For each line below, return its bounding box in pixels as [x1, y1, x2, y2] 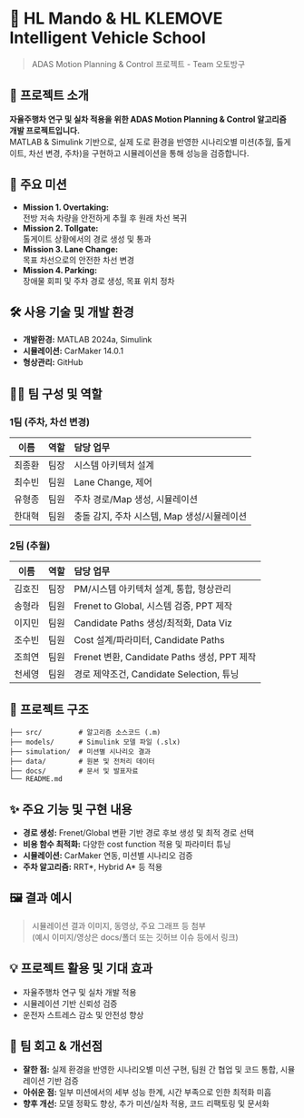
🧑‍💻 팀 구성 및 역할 [9, 386, 103, 401]
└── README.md [9, 775, 64, 784]
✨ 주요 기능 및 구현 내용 [9, 801, 133, 816]
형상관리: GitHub [22, 357, 83, 368]
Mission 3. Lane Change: [22, 243, 119, 254]
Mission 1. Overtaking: [22, 202, 110, 213]
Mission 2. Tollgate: [22, 223, 99, 233]
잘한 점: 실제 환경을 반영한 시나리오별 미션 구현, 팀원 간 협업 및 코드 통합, [22, 1064, 279, 1075]
